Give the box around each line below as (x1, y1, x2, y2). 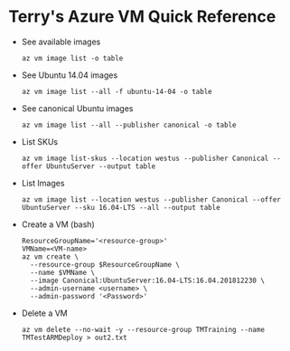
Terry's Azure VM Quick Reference (8, 6, 276, 27)
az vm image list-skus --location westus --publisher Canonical (21, 154, 269, 163)
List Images (21, 177, 65, 188)
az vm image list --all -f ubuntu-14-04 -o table (21, 87, 213, 96)
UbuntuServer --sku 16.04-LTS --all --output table (21, 203, 220, 212)
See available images (21, 36, 101, 47)
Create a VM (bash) (21, 219, 96, 230)
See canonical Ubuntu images (21, 102, 134, 114)
